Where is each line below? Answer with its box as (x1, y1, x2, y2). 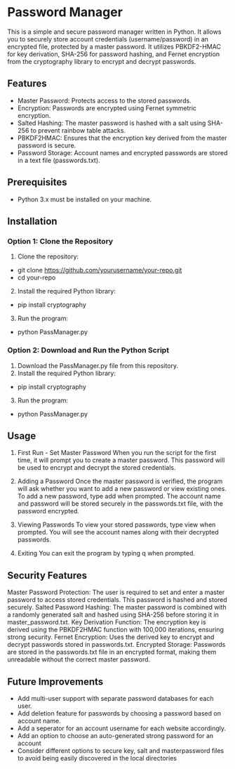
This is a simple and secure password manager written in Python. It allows (7, 27, 222, 36)
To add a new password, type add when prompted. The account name (17, 492, 221, 501)
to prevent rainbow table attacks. (30, 126, 126, 134)
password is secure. (17, 141, 76, 150)
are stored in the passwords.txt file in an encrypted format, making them (7, 648, 217, 657)
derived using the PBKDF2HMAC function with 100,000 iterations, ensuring (7, 626, 224, 634)
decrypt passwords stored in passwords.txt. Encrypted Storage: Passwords (7, 640, 226, 649)
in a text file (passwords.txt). (17, 156, 100, 164)
